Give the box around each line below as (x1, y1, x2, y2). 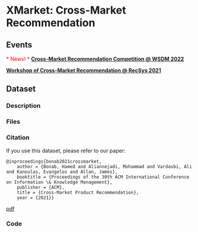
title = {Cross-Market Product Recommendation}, (17, 189, 139, 195)
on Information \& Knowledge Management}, (6, 179, 113, 185)
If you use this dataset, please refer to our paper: (6, 147, 126, 154)
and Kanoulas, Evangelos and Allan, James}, (6, 169, 118, 175)
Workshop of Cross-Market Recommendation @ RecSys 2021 (6, 67, 161, 74)
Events (6, 40, 33, 50)
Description (6, 102, 41, 110)
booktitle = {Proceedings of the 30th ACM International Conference (17, 174, 190, 180)
